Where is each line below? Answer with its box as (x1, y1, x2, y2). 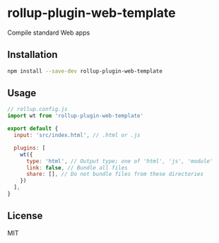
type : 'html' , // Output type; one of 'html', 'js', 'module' (25, 158, 213, 165)
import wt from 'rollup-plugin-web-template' (7, 112, 143, 119)
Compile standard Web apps (7, 28, 90, 37)
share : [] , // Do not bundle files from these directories (25, 171, 203, 178)
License (7, 210, 43, 222)
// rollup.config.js (7, 106, 69, 113)
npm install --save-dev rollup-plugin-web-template (7, 67, 162, 75)
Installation (7, 49, 58, 61)
